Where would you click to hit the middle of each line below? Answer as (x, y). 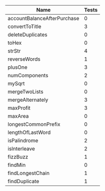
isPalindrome (23, 141)
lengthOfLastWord (29, 132)
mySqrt (16, 83)
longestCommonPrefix (34, 124)
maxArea (18, 116)
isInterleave (21, 149)
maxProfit (19, 108)
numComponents (28, 75)
